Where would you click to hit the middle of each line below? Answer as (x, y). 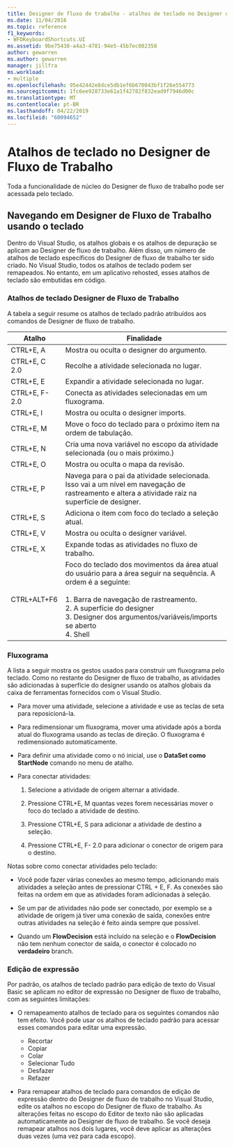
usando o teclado (46, 226)
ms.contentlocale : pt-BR (43, 105)
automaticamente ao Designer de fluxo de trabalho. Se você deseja (114, 1121)
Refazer (39, 1078)
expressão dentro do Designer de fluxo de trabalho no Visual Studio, (116, 1099)
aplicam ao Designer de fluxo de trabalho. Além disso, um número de (107, 250)
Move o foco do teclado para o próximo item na (142, 424)
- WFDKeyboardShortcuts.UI (46, 40)
